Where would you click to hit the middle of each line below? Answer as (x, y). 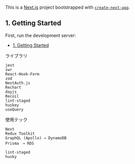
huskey (12, 105)
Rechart (13, 87)
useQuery (14, 109)
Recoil (12, 96)
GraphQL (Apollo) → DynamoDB (36, 138)
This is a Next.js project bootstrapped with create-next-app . (68, 7)
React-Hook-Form (22, 74)
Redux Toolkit (20, 134)
